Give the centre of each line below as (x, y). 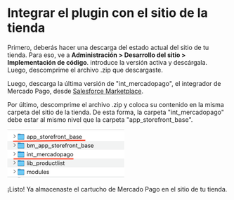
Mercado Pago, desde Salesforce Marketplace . (76, 91)
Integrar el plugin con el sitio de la (108, 13)
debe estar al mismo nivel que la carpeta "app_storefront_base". (100, 119)
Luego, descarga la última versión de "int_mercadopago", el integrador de (114, 83)
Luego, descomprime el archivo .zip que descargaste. (85, 70)
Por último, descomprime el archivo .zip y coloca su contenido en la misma (116, 104)
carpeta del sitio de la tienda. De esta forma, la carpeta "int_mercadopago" (116, 112)
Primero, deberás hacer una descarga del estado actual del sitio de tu (108, 47)
